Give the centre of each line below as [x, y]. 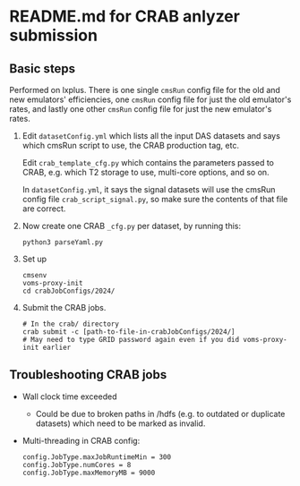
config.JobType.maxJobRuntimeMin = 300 [97, 457]
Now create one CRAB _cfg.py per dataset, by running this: [132, 226]
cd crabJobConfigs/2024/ [69, 291]
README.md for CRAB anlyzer [124, 17]
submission [54, 35]
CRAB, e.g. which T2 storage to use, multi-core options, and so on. [146, 172]
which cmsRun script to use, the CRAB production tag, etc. [131, 145]
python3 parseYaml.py [62, 243]
